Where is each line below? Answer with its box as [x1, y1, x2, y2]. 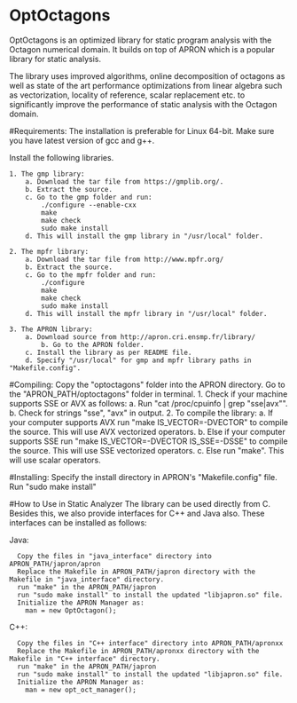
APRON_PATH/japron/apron [9, 559, 101, 568]
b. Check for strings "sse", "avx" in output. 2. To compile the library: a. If [9, 407, 273, 418]
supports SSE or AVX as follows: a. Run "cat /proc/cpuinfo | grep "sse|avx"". [9, 398, 288, 408]
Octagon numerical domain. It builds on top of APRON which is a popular [9, 43, 275, 54]
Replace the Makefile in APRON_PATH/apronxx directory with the [17, 646, 260, 655]
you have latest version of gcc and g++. [9, 135, 155, 146]
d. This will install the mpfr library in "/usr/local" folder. [25, 309, 268, 318]
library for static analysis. [9, 53, 102, 64]
